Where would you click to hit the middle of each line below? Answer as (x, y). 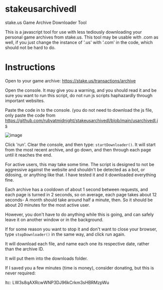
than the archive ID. (25, 249)
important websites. (25, 101)
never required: (20, 273)
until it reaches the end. (29, 155)
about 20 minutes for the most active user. (47, 205)
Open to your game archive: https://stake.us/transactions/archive (71, 81)
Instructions (30, 67)
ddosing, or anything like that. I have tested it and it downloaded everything (81, 175)
